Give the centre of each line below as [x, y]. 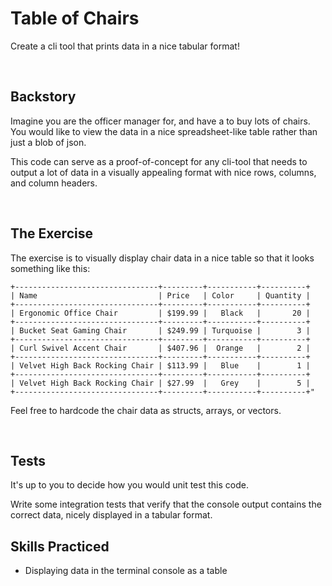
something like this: [50, 268]
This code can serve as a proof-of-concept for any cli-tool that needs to [159, 161]
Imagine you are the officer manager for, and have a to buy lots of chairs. [160, 121]
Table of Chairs [75, 18]
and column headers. [54, 183]
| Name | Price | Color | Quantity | [160, 295]
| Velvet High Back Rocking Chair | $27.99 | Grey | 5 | [160, 383]
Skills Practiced [60, 546]
